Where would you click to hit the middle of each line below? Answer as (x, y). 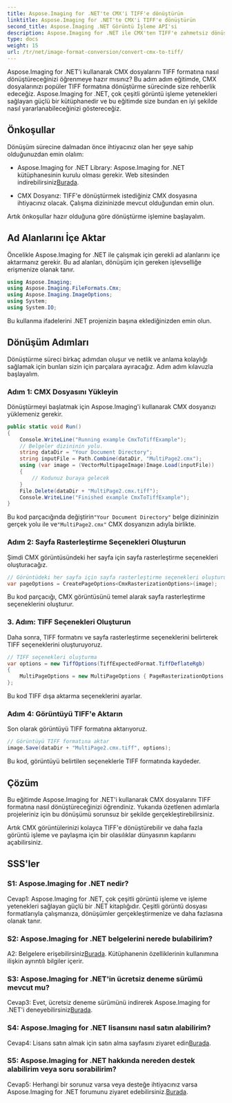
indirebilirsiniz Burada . (48, 182)
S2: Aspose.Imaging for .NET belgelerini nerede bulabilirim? (110, 939)
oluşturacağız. (28, 564)
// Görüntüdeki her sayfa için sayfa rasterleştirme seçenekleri (103, 577)
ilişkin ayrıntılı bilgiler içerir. (46, 961)
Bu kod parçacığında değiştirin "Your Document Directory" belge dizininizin (113, 517)
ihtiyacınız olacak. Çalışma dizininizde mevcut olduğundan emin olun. (116, 203)
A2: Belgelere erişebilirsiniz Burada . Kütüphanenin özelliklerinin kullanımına (113, 953)
